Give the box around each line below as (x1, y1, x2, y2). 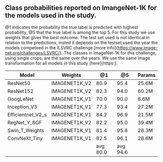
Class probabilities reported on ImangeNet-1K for (5, 4, 157, 12)
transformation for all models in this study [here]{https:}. (5, 60, 118, 66)
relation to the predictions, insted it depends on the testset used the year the (5, 40, 158, 45)
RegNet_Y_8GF (7, 119, 42, 126)
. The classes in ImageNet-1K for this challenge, (61, 50, 157, 56)
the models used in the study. (5, 12, 97, 20)
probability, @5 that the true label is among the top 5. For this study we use (5, 29, 155, 35)
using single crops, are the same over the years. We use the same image (5, 55, 150, 61)
